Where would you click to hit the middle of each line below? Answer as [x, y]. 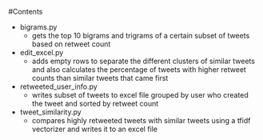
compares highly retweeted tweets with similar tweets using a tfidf [141, 120]
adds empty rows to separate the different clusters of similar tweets [143, 61]
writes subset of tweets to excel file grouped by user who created [140, 95]
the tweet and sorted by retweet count [95, 104]
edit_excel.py [42, 52]
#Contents [26, 12]
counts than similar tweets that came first [100, 78]
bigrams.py [38, 27]
